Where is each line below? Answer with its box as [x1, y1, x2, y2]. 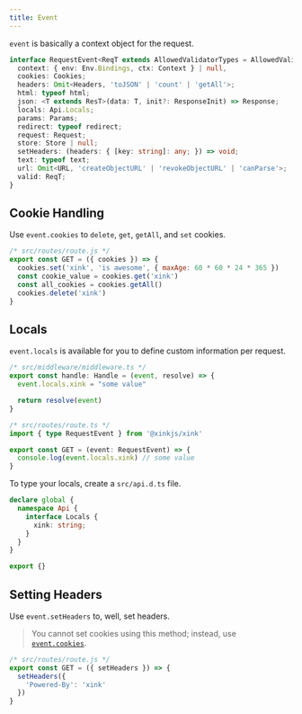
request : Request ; [17, 130, 87, 139]
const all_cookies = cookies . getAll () [17, 280, 164, 289]
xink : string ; [32, 521, 87, 530]
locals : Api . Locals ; [17, 105, 94, 114]
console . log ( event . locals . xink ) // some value [17, 453, 195, 463]
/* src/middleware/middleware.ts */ [9, 363, 147, 372]
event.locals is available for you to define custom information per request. [9, 345, 286, 356]
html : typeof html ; [17, 89, 91, 98]
